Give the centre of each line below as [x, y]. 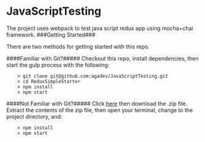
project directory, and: [34, 116]
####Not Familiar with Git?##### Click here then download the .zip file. [97, 103]
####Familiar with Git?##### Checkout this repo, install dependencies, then [102, 58]
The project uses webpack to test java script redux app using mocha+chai [100, 28]
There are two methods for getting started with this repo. [78, 47]
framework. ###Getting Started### [51, 34]
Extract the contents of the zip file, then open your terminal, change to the [100, 110]
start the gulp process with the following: [58, 65]
